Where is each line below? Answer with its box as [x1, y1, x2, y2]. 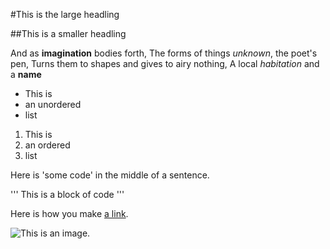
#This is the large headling [10, 9, 120, 20]
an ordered [24, 139, 71, 151]
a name [10, 69, 42, 80]
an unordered [24, 99, 82, 110]
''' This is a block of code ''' [10, 189, 125, 200]
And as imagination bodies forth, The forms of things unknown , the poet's [10, 47, 318, 59]
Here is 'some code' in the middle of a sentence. [10, 169, 210, 181]
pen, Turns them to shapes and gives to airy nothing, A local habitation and [10, 58, 320, 69]
